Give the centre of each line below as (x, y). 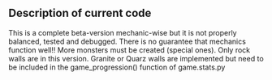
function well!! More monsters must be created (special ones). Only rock (130, 50)
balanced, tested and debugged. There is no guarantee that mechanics (127, 41)
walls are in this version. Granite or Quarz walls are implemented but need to (136, 58)
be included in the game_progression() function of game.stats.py (117, 67)
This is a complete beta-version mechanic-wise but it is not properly (123, 32)
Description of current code (80, 13)
